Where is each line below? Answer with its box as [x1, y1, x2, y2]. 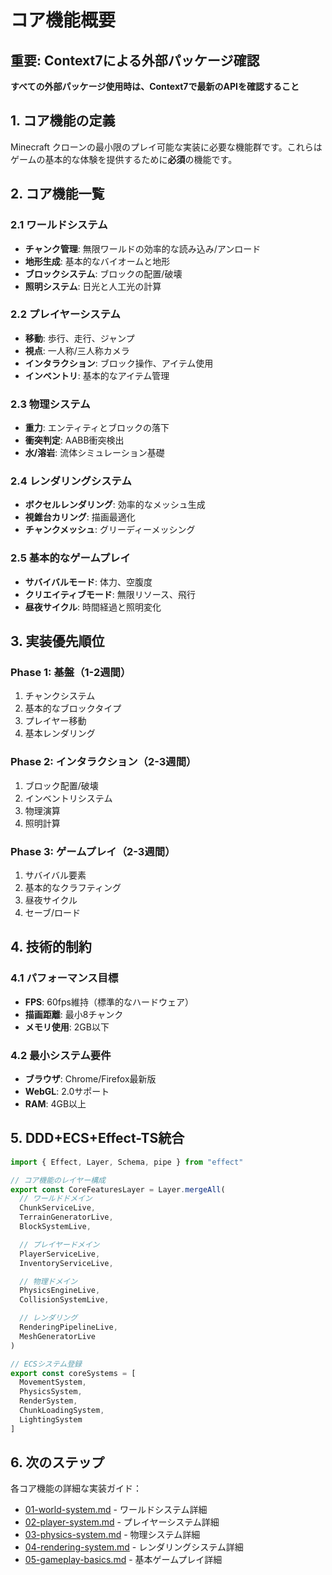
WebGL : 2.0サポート [24, 1085, 110, 1097]
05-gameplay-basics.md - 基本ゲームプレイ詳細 [24, 1554, 223, 1566]
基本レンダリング [24, 727, 96, 740]
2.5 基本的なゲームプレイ [10, 551, 131, 565]
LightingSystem [19, 1414, 83, 1425]
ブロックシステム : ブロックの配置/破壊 [24, 267, 183, 280]
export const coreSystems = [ [10, 1368, 137, 1378]
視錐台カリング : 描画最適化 [24, 511, 136, 523]
